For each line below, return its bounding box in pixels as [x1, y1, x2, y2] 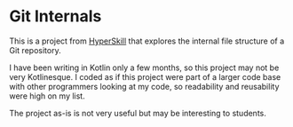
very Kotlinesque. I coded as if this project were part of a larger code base [9, 71, 281, 82]
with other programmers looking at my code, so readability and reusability [9, 81, 280, 91]
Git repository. [9, 44, 61, 55]
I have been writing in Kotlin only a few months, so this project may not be [9, 62, 280, 73]
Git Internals [9, 6, 102, 27]
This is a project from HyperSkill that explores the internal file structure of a [9, 36, 285, 46]
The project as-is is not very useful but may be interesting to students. [9, 107, 266, 118]
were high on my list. [9, 91, 86, 101]
